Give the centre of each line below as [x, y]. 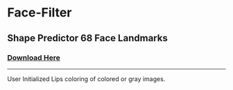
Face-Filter [40, 13]
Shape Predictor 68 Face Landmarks [87, 38]
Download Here [34, 58]
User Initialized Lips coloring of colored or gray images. [86, 79]
